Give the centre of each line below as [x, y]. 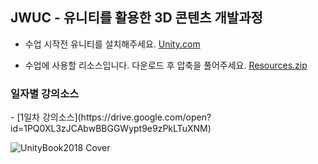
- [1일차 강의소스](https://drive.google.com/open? [111, 117]
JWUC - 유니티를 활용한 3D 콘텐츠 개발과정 [136, 18]
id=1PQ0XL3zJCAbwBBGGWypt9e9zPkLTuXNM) [111, 129]
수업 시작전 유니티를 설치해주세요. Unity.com [112, 44]
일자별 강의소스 [45, 93]
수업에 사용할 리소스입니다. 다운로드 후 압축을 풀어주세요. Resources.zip [166, 65]
